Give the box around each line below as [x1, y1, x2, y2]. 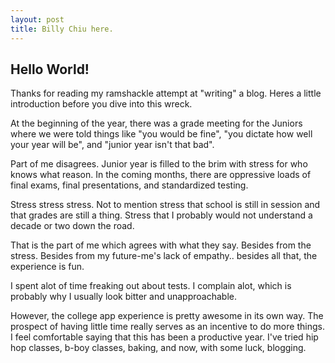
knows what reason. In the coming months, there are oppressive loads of [10, 169, 312, 181]
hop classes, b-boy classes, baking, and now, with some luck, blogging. [10, 342, 307, 354]
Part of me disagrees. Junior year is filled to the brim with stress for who [10, 158, 308, 170]
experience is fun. [10, 261, 85, 273]
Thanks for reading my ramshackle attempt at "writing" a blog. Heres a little [10, 87, 322, 100]
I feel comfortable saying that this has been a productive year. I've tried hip [10, 331, 319, 343]
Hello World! [10, 61, 90, 78]
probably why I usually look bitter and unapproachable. [10, 291, 237, 303]
